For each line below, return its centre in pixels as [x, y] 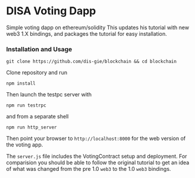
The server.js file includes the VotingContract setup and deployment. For [97, 157]
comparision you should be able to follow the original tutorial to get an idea [98, 163]
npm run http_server [32, 127]
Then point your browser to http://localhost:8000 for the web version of [96, 139]
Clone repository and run [37, 73]
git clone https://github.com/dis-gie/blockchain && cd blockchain [92, 62]
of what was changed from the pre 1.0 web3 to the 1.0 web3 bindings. [89, 169]
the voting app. [25, 145]
